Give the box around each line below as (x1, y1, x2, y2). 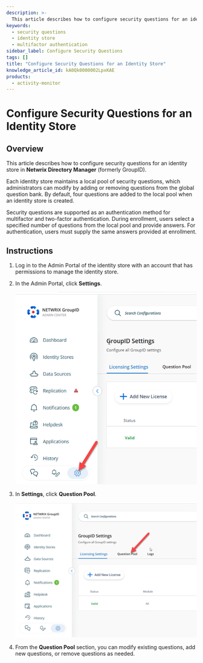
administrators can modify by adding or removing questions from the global (6, 185, 195, 192)
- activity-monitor (11, 80, 61, 86)
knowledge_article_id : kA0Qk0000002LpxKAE (6, 67, 115, 73)
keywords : (6, 22, 31, 28)
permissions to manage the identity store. (14, 268, 119, 275)
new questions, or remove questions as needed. (14, 650, 135, 658)
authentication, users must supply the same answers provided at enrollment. (6, 228, 197, 235)
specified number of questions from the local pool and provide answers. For (6, 221, 196, 229)
